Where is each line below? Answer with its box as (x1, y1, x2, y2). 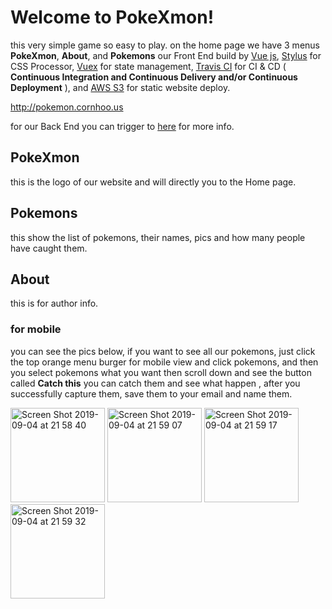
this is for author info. (10, 297, 99, 310)
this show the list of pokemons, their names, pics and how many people (10, 231, 306, 243)
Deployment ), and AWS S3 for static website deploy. (10, 81, 231, 93)
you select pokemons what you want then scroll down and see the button (10, 366, 312, 378)
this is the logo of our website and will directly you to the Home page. (10, 176, 297, 188)
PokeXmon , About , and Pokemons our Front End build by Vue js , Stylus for (10, 49, 322, 61)
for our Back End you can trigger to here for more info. (10, 120, 235, 132)
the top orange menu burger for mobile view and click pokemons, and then (10, 356, 319, 368)
